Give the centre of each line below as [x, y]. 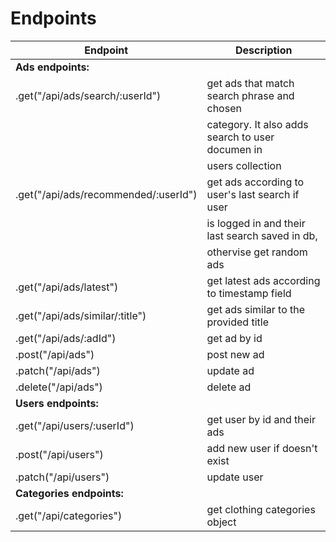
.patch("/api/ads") [58, 370]
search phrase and [250, 95]
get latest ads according [263, 280]
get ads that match [250, 83]
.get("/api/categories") [69, 515]
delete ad [229, 387]
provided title [237, 322]
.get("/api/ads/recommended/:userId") [106, 194]
